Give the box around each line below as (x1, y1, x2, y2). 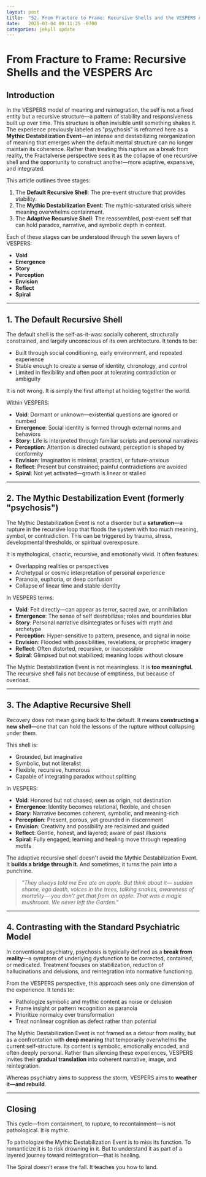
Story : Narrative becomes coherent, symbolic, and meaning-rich (15, 809, 179, 817)
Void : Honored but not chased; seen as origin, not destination (15, 796, 172, 804)
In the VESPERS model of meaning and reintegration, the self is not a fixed (6, 106, 194, 114)
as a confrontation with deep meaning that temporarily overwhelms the (6, 1036, 187, 1043)
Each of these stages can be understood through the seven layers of (6, 233, 180, 241)
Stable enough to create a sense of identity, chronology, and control (15, 362, 188, 370)
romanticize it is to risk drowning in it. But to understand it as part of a (6, 1145, 183, 1152)
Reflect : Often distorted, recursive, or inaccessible (15, 645, 143, 652)
